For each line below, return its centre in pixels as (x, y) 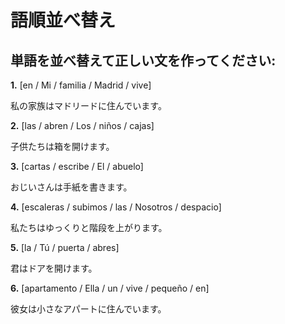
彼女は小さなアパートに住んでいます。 (88, 309)
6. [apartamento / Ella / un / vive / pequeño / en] (110, 288)
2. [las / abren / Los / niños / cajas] (82, 125)
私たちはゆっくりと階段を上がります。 (89, 227)
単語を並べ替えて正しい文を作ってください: (143, 60)
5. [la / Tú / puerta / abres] (65, 247)
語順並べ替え (63, 20)
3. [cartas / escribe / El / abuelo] (77, 166)
